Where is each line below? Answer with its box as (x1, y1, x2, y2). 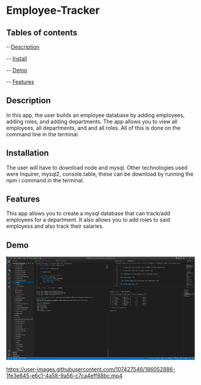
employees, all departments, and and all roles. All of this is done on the (6, 124, 181, 131)
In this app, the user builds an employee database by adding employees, (6, 112, 185, 119)
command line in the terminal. (6, 130, 80, 138)
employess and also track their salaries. (6, 222, 104, 230)
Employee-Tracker (6, 4, 100, 17)
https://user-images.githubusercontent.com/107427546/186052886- (6, 366, 175, 373)
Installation (6, 148, 49, 158)
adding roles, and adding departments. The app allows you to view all (6, 118, 178, 125)
